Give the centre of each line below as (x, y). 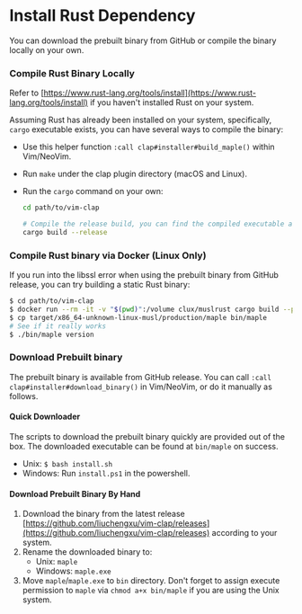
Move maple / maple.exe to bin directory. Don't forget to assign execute (151, 581)
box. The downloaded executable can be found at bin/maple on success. (144, 447)
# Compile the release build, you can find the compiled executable (153, 224)
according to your (244, 533)
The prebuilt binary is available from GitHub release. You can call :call (141, 377)
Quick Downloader (45, 417)
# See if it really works (58, 326)
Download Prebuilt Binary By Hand (75, 494)
